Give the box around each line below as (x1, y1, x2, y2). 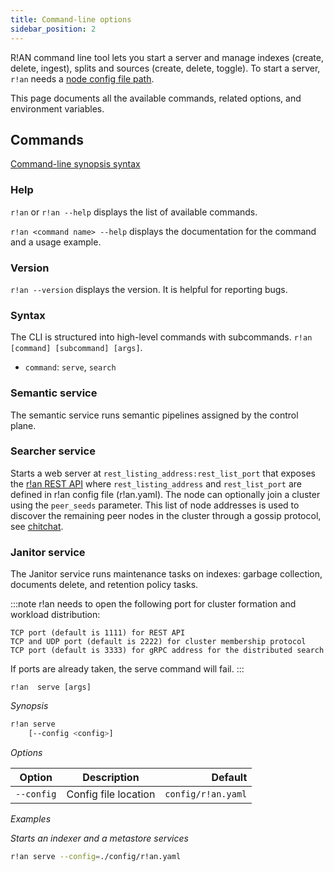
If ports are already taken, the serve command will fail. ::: (10, 663, 245, 675)
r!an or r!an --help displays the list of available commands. (10, 206, 258, 218)
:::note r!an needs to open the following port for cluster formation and (10, 598, 297, 610)
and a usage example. (10, 236, 102, 248)
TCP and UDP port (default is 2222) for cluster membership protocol (10, 637, 307, 647)
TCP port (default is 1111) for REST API (10, 628, 186, 638)
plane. (10, 419, 37, 431)
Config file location (66, 787, 156, 801)
